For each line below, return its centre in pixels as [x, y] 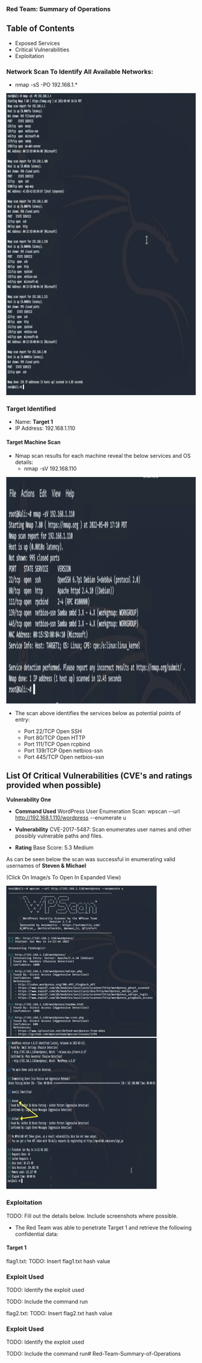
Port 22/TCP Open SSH [53, 731]
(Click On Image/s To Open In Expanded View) [64, 877]
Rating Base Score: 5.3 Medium [54, 848]
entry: [22, 719]
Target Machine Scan [34, 442]
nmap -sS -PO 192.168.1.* [46, 85]
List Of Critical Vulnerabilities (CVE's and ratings [99, 776]
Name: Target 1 [34, 422]
